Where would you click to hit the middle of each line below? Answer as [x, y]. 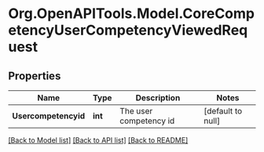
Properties [35, 76]
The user [136, 111]
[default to [223, 111]
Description [158, 98]
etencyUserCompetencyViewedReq [128, 30]
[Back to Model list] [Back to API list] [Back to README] [98, 140]
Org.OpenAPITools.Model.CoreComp [132, 14]
